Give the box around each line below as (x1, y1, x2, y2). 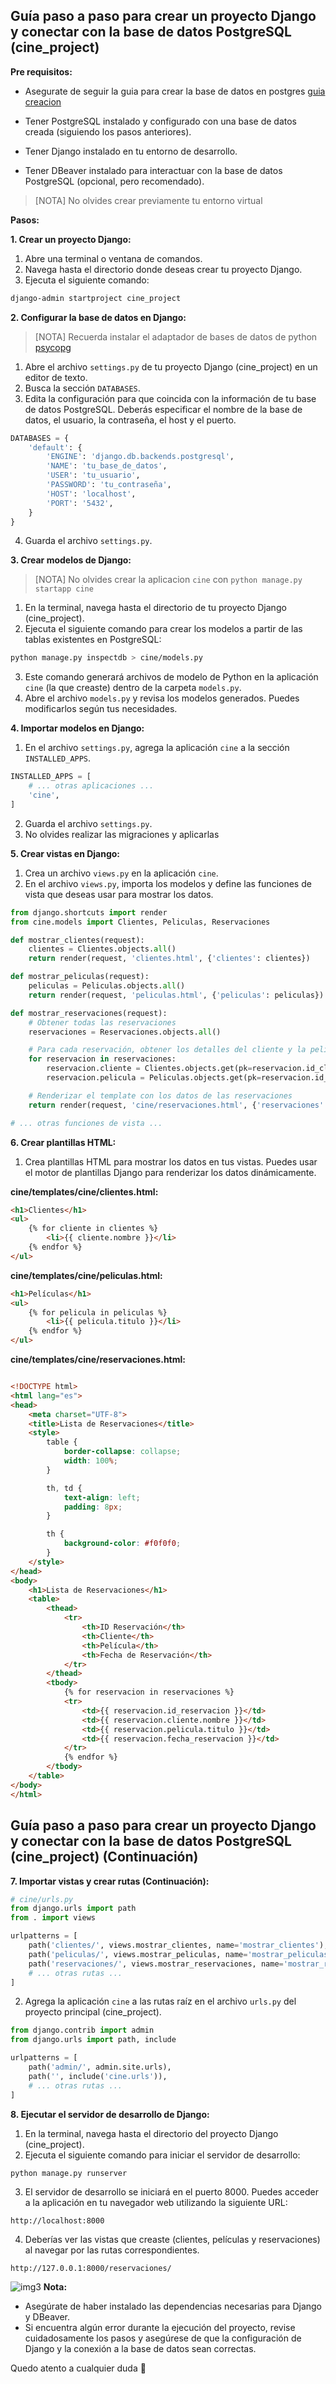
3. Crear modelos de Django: (10, 554, 132, 566)
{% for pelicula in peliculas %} (28, 1307, 168, 1318)
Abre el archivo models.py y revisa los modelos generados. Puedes (24, 692, 300, 704)
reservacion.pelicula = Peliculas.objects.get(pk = (46, 1073, 262, 1083)
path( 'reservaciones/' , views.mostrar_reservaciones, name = (28, 1959, 284, 1969)
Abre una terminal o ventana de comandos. (24, 252, 203, 264)
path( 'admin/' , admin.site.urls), (28, 2062, 172, 2072)
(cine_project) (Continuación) (10, 1849, 199, 1866)
